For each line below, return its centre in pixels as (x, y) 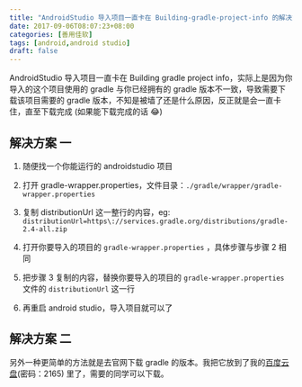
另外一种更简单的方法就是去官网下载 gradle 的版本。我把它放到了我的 (138, 362)
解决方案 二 (40, 339)
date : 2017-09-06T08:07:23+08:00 (72, 26)
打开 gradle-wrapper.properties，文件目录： (104, 184)
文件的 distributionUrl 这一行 (79, 288)
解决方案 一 (40, 143)
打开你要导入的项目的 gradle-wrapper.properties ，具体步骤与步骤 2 (149, 247)
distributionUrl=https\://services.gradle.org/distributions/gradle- (155, 221)
